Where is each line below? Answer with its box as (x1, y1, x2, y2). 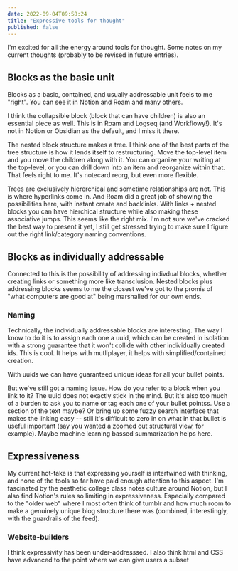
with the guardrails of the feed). (7, 514, 100, 523)
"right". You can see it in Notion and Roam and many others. (7, 98, 183, 107)
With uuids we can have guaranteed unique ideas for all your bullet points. (7, 370, 225, 379)
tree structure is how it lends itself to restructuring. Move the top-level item (7, 148, 227, 157)
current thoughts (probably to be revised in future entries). (7, 51, 179, 59)
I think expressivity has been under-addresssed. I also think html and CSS (7, 548, 224, 557)
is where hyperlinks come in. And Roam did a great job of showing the (7, 192, 213, 201)
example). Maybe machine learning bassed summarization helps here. (7, 429, 213, 438)
